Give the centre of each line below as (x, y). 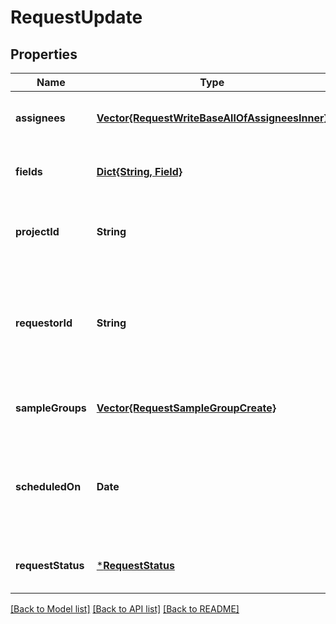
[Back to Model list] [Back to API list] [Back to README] (125, 609)
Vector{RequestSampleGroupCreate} (186, 408)
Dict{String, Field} (139, 171)
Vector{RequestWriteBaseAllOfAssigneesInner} (212, 118)
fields (29, 171)
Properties (44, 54)
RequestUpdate (76, 17)
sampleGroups (51, 408)
